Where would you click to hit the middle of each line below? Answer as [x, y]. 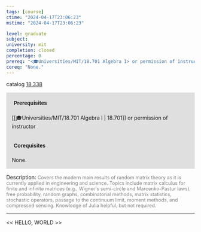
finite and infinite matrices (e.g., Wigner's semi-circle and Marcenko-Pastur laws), [99, 189]
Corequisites [30, 145]
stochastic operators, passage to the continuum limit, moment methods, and [92, 200]
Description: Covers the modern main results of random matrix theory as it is [94, 177]
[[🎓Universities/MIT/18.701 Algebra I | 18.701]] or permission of [90, 118]
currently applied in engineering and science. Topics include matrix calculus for [96, 183]
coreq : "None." [25, 67]
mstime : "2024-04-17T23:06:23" [45, 23]
